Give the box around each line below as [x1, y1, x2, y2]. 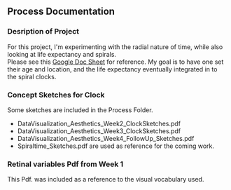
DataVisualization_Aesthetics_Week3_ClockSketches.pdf [17, 126, 181, 135]
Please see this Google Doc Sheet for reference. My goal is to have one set [7, 57, 224, 66]
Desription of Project [7, 27, 79, 36]
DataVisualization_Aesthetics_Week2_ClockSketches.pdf [17, 119, 181, 128]
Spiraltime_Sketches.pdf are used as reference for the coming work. [17, 142, 215, 150]
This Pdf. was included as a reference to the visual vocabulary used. [7, 175, 204, 184]
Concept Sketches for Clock [7, 90, 105, 100]
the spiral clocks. [7, 72, 57, 81]
